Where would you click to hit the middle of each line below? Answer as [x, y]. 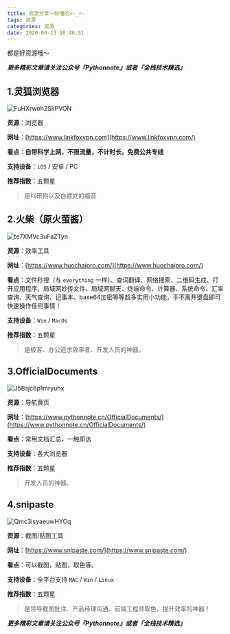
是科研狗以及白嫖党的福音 [60, 196]
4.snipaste [31, 505]
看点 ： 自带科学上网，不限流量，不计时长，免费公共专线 [85, 152]
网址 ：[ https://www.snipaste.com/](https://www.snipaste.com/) [97, 550]
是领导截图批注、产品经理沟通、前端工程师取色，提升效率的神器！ [117, 609]
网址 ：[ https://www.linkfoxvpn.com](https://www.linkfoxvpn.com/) [101, 138]
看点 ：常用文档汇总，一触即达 [49, 439]
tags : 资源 [22, 20]
